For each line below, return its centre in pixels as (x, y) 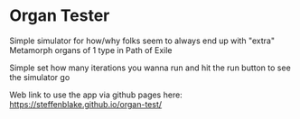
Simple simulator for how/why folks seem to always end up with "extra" (142, 41)
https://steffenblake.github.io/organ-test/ (86, 104)
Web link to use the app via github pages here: (96, 95)
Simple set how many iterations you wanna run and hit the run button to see (150, 68)
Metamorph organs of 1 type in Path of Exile (91, 50)
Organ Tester (60, 16)
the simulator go (40, 77)
